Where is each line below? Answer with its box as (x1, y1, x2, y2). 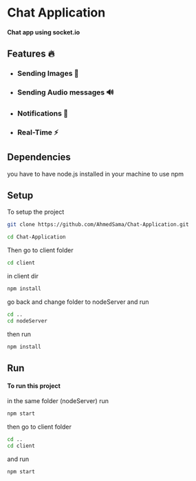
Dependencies (7, 152, 71, 163)
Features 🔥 (7, 48, 55, 60)
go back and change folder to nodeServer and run (7, 298, 149, 306)
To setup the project (7, 208, 65, 216)
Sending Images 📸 (17, 69, 79, 79)
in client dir (7, 272, 39, 280)
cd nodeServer (7, 317, 48, 325)
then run (7, 329, 32, 338)
